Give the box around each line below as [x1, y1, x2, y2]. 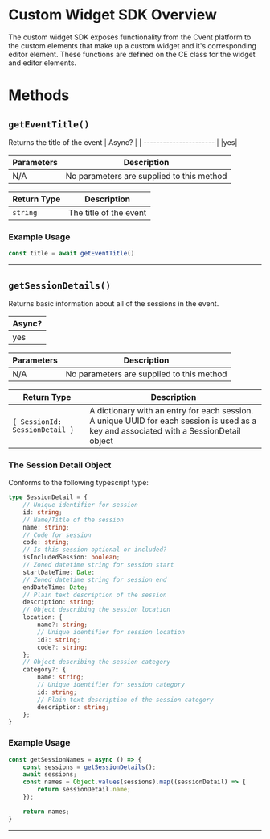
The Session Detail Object [8, 459, 112, 471]
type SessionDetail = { [8, 493, 88, 501]
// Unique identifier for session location [37, 628, 185, 636]
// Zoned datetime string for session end [22, 575, 167, 584]
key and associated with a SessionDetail [89, 425, 241, 436]
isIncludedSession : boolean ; [22, 554, 121, 562]
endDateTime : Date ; [22, 583, 88, 592]
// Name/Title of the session [22, 516, 125, 524]
